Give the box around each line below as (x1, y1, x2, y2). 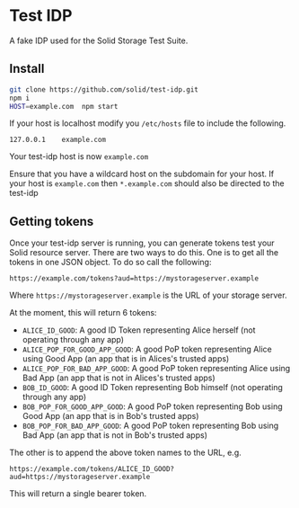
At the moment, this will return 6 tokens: (9, 307, 157, 318)
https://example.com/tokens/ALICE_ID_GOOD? (9, 465, 175, 474)
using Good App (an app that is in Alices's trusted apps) (22, 353, 230, 364)
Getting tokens (9, 213, 94, 229)
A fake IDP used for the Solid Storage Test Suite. (9, 35, 189, 46)
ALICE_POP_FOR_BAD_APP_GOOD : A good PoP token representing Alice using (22, 363, 291, 374)
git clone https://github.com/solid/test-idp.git (9, 85, 199, 94)
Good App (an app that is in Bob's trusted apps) (22, 411, 199, 422)
